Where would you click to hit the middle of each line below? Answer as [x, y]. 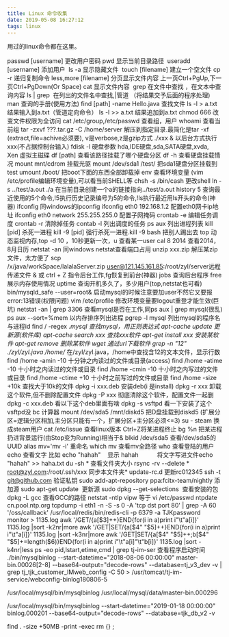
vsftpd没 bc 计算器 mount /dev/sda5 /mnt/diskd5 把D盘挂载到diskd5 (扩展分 [114, 412]
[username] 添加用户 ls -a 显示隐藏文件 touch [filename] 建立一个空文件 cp [114, 70]
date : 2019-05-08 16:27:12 [45, 20]
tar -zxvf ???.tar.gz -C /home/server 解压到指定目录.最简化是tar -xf [115, 129]
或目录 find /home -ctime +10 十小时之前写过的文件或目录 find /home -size [112, 378]
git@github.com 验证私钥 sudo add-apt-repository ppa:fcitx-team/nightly [110, 481]
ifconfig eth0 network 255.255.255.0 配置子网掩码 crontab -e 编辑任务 [113, 215]
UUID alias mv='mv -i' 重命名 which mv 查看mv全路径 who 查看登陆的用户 [111, 447]
